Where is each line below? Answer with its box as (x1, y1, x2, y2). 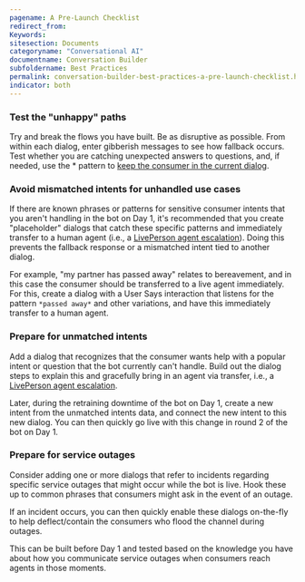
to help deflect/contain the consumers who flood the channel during (9, 516, 265, 527)
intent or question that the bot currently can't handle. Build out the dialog (9, 360, 281, 372)
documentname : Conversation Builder (9, 55, 148, 64)
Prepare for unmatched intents (9, 330, 148, 343)
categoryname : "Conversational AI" (9, 47, 144, 56)
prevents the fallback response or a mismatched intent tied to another (9, 242, 271, 253)
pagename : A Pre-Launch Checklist (9, 13, 141, 23)
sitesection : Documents (9, 38, 100, 48)
